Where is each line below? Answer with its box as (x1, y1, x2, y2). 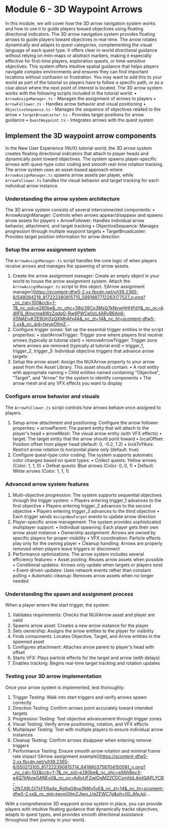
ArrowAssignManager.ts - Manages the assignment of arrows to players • (5, 95, 156, 102)
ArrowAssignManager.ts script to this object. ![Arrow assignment (12, 284, 145, 290)
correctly (12, 699, 32, 706)
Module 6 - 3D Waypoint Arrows (5, 4, 143, 15)
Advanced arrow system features (5, 480, 89, 487)
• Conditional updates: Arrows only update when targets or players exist (12, 562, 163, 568)
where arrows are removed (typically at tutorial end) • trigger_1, (12, 343, 144, 349)
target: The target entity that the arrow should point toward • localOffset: (12, 436, 164, 442)
